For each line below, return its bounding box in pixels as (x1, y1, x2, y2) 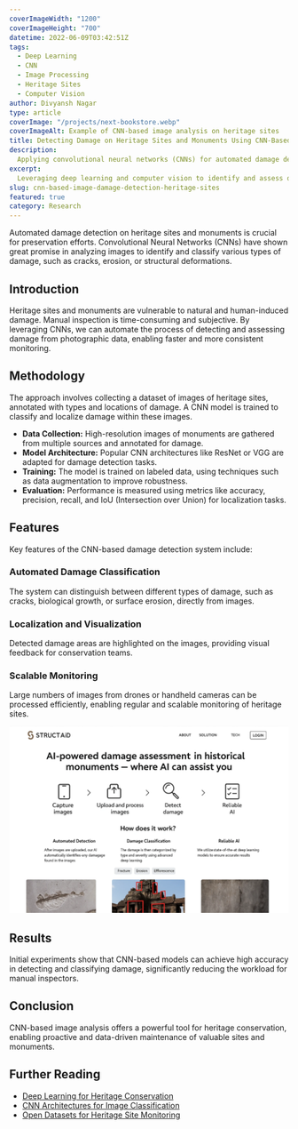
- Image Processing (17, 71, 90, 80)
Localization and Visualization (9, 618, 142, 630)
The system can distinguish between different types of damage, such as (9, 586, 274, 597)
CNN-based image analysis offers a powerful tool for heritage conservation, (9, 1022, 287, 1033)
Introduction (9, 281, 80, 297)
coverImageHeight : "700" (9, 23, 101, 33)
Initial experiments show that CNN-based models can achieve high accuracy (9, 954, 289, 965)
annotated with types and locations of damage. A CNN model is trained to (9, 401, 279, 412)
